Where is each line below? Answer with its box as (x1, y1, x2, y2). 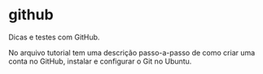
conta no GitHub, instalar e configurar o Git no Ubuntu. (8, 56, 192, 66)
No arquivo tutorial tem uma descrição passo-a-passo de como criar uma (8, 47, 256, 57)
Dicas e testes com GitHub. (8, 32, 100, 42)
